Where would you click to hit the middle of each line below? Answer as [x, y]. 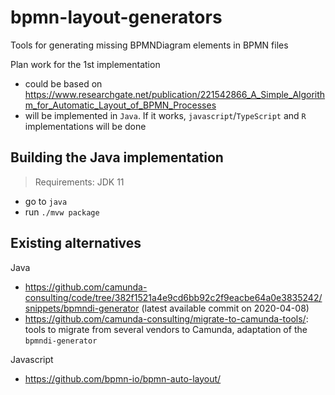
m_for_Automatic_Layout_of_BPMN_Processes [120, 105]
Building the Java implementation [117, 157]
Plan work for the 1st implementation [85, 64]
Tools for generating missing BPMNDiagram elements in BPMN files [149, 45]
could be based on [63, 83]
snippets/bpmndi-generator [82, 308]
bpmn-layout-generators [116, 17]
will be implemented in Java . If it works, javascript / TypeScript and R [165, 115]
